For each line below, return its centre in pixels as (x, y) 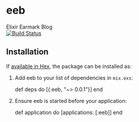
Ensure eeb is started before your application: (71, 101)
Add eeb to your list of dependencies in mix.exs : (74, 77)
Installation (27, 52)
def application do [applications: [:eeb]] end (69, 112)
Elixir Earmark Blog (29, 27)
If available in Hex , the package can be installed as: (69, 66)
